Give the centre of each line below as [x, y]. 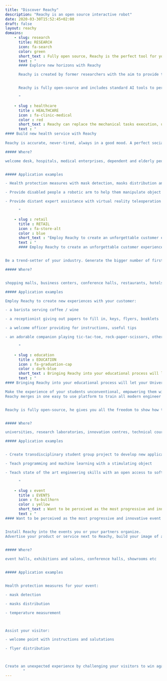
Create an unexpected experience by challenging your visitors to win [80, 667]
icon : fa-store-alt [40, 228]
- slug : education [34, 355]
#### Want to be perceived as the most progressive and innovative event [83, 518]
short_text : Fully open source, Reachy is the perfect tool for [87, 56]
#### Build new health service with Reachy [51, 134]
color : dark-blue [37, 369]
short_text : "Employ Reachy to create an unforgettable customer [88, 238]
